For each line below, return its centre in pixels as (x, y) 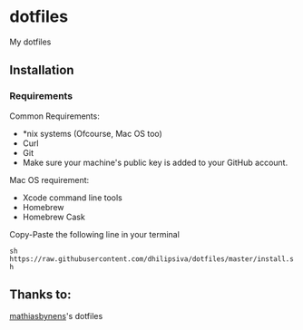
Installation (42, 70)
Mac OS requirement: (49, 180)
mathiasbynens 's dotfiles (56, 316)
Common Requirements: (54, 116)
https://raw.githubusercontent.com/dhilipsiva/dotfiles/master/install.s (152, 259)
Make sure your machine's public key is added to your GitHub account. (155, 162)
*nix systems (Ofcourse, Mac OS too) (93, 133)
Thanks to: (40, 295)
